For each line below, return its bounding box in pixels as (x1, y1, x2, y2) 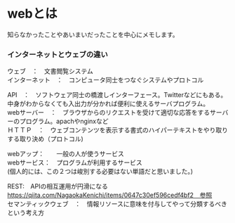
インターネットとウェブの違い (7, 49, 109, 59)
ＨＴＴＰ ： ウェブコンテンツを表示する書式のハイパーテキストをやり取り (7, 126, 229, 134)
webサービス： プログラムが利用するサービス (7, 158, 142, 167)
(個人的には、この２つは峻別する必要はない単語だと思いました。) (7, 167, 194, 176)
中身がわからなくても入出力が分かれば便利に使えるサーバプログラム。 (7, 99, 209, 108)
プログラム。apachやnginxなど (19, 117, 109, 126)
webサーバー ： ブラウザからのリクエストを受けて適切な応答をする (7, 108, 210, 117)
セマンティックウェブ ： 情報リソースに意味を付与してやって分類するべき (7, 200, 228, 208)
